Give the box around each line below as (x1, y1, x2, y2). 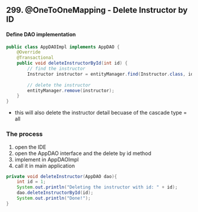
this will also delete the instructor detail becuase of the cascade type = (14, 109, 187, 116)
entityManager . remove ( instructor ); (27, 88, 115, 93)
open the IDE (14, 143, 47, 150)
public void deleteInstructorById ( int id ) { (16, 60, 128, 66)
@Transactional (16, 55, 54, 61)
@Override (16, 49, 41, 55)
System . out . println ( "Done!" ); (16, 196, 91, 201)
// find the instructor (27, 66, 85, 72)
